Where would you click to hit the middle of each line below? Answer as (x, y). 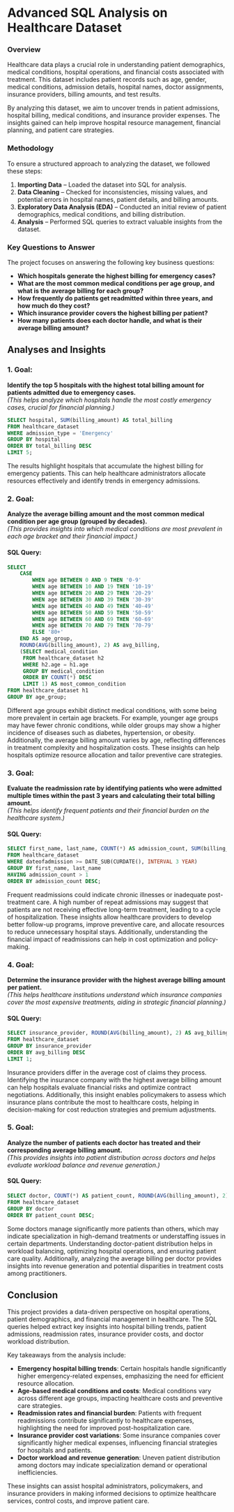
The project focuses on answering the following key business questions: (111, 263)
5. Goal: (21, 1128)
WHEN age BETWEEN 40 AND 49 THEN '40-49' (93, 606)
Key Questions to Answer (51, 247)
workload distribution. (39, 1342)
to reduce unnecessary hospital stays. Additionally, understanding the (108, 931)
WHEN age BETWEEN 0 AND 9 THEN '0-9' (87, 580)
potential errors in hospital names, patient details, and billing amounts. (118, 199)
